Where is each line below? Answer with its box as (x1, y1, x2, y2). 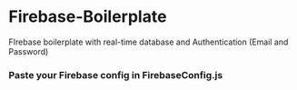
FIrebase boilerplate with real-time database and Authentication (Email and (8, 36, 289, 47)
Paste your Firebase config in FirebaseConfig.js (8, 68, 223, 81)
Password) (8, 45, 49, 56)
